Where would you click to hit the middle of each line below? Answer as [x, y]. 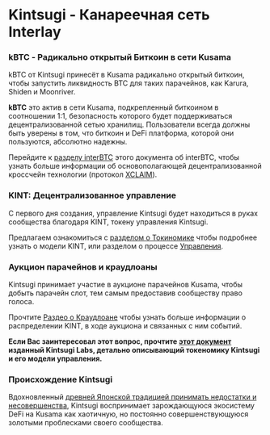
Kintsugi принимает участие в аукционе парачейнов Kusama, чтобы [126, 285]
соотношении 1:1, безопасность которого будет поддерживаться [120, 116]
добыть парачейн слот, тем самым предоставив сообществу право [125, 293]
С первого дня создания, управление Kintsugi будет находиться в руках [133, 213]
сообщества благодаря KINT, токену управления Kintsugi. [108, 222]
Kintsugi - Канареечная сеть [109, 15]
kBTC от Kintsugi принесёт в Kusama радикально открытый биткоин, [127, 75]
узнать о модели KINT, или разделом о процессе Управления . [116, 246]
